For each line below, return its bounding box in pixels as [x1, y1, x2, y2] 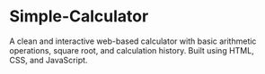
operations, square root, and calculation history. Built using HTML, [9, 45, 254, 55]
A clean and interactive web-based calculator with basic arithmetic [9, 36, 257, 46]
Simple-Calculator [9, 6, 149, 27]
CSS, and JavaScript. [9, 54, 88, 65]
